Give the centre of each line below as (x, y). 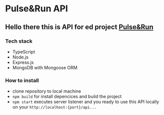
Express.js (23, 62)
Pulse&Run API (37, 9)
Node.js (20, 57)
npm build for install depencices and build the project (67, 97)
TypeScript (24, 52)
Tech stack (19, 41)
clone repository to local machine (47, 91)
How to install (22, 80)
